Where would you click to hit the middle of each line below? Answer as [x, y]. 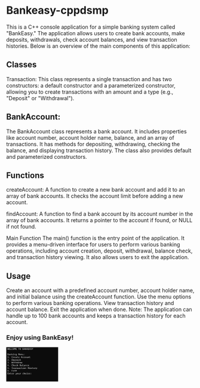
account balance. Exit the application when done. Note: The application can [99, 310]
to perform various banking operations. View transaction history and [90, 303]
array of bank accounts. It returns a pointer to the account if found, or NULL [99, 220]
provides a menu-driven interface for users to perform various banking [93, 245]
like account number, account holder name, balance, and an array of [90, 137]
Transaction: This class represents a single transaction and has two [89, 79]
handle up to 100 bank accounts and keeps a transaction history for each [96, 316]
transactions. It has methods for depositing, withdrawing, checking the [93, 144]
